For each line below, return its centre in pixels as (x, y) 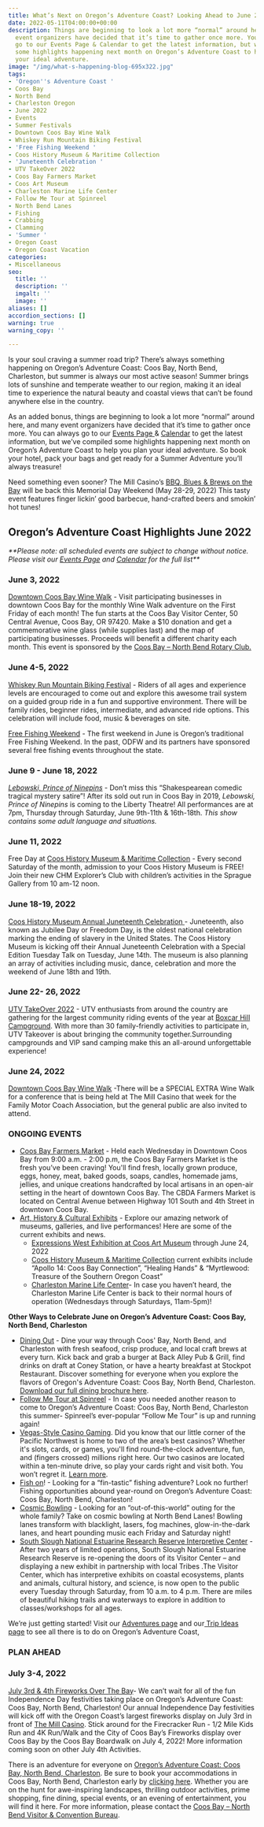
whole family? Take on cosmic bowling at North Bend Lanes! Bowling (131, 1516)
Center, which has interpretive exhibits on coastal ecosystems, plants (132, 1575)
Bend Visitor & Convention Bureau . (64, 1814)
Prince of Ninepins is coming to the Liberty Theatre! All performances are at (131, 804)
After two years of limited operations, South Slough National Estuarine (133, 1550)
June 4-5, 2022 (38, 668)
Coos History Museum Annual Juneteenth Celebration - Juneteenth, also (126, 921)
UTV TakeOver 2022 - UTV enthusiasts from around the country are (118, 1009)
